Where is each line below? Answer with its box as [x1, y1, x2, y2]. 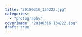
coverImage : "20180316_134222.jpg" [5, 20, 78, 25]
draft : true [5, 25, 29, 30]
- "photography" [9, 16, 42, 21]
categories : [5, 12, 29, 16]
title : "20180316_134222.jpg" [5, 7, 67, 12]
